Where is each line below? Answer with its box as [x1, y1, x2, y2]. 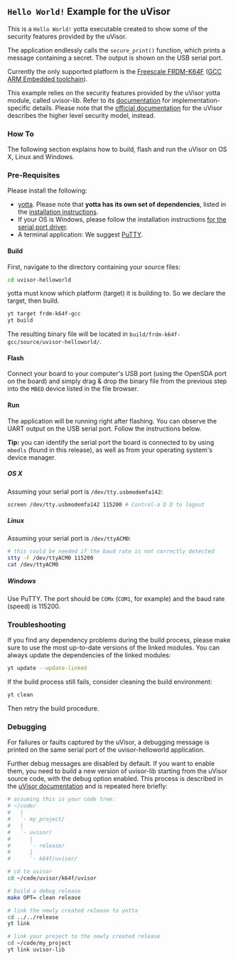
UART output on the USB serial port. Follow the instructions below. [7, 424, 202, 433]
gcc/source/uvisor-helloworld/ [7, 339, 100, 346]
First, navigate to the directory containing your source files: [7, 262, 181, 271]
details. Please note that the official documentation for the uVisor [32, 103, 222, 112]
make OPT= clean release [7, 894, 81, 901]
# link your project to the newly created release [7, 933, 161, 940]
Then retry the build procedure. [7, 704, 99, 713]
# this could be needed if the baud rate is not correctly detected [7, 548, 215, 555]
